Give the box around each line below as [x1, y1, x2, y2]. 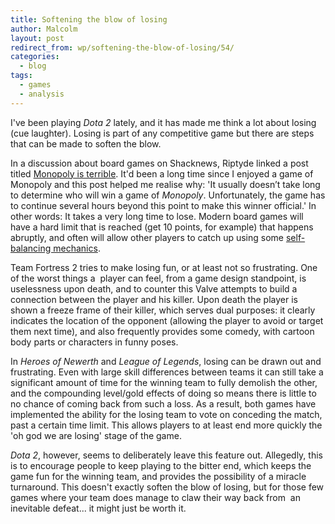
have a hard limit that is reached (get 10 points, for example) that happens [10, 221, 314, 233]
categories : [10, 52, 60, 62]
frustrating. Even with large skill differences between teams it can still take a [10, 366, 324, 378]
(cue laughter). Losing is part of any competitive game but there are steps [10, 127, 315, 139]
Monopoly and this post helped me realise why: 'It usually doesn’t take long [10, 178, 321, 190]
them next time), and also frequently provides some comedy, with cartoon [10, 325, 315, 337]
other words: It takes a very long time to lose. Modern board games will [10, 210, 304, 222]
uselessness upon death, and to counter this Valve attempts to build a [10, 282, 298, 295]
